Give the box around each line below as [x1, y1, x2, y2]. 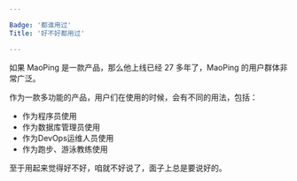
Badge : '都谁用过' [9, 20, 73, 29]
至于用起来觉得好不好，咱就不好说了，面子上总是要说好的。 [9, 162, 227, 173]
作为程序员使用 [21, 110, 77, 121]
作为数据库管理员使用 [21, 121, 100, 132]
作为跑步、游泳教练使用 [21, 143, 108, 155]
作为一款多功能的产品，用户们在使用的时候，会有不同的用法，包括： [9, 92, 258, 102]
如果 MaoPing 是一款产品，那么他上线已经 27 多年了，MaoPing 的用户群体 [9, 62, 281, 72]
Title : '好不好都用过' [9, 28, 85, 38]
